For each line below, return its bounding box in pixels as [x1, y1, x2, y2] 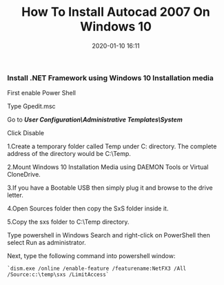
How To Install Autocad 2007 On [21, 4, 210, 20]
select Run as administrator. [7, 239, 86, 247]
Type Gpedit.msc [7, 102, 57, 110]
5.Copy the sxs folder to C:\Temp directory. [7, 218, 130, 226]
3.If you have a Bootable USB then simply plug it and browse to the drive [7, 184, 213, 192]
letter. [7, 191, 24, 199]
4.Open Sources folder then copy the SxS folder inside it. [7, 204, 169, 213]
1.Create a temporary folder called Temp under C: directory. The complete [7, 142, 217, 150]
